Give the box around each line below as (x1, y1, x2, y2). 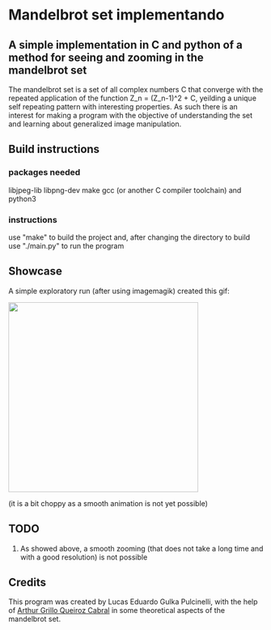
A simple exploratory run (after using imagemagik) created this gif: (8, 286, 231, 296)
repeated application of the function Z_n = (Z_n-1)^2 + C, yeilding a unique (8, 93, 257, 103)
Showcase (8, 265, 63, 279)
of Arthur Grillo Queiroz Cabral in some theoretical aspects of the (8, 606, 225, 615)
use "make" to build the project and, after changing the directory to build (8, 232, 251, 242)
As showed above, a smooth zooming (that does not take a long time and (19, 543, 264, 553)
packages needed (8, 167, 81, 178)
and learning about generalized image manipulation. (8, 119, 182, 129)
